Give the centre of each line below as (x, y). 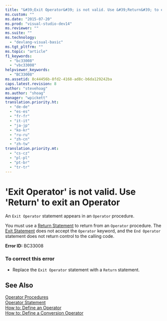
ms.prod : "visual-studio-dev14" (39, 24)
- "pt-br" (20, 162)
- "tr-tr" (20, 167)
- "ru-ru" (20, 135)
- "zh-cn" (20, 139)
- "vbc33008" (23, 65)
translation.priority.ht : (32, 103)
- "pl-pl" (20, 158)
